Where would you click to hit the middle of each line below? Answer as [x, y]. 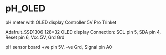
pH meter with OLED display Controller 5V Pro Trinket [61, 22]
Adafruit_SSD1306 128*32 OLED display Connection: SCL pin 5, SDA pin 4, [83, 32]
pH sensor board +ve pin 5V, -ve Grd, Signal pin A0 [59, 47]
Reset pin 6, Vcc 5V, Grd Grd [35, 37]
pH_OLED [25, 9]
